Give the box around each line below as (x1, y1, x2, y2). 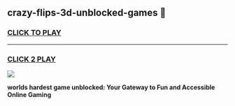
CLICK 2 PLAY (7, 54, 56, 63)
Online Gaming (7, 90, 52, 98)
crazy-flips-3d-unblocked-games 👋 (7, 7, 166, 19)
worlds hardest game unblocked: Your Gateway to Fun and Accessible (7, 83, 215, 91)
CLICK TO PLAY (7, 28, 62, 38)
